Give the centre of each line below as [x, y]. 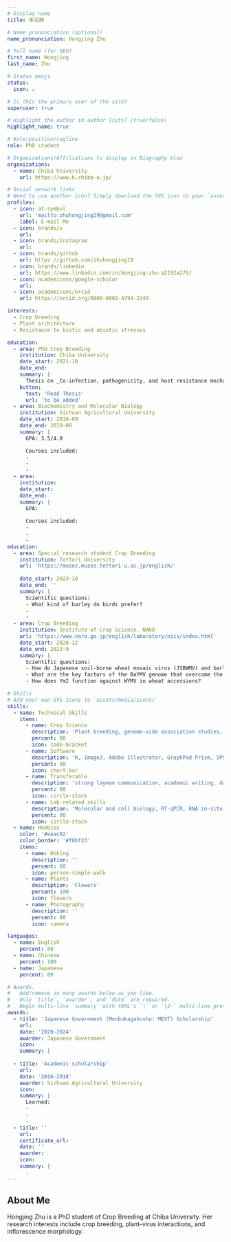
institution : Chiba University [64, 355]
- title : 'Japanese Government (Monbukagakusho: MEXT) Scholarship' [113, 1019]
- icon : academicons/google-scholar [66, 279]
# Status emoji [29, 76]
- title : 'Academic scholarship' [61, 1064]
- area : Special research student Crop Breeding [84, 553]
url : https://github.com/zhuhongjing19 [77, 260]
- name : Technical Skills [51, 713]
